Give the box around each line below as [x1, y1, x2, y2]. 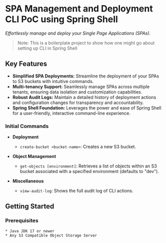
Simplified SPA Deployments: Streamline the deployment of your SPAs [12, 73, 159, 79]
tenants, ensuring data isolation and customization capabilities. [12, 88, 142, 95]
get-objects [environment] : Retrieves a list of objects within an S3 [19, 163, 157, 169]
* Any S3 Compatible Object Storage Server [5, 233, 97, 238]
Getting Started [5, 202, 54, 210]
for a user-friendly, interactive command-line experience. [12, 110, 131, 116]
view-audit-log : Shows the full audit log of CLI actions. [19, 188, 133, 194]
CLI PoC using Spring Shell [5, 13, 118, 25]
